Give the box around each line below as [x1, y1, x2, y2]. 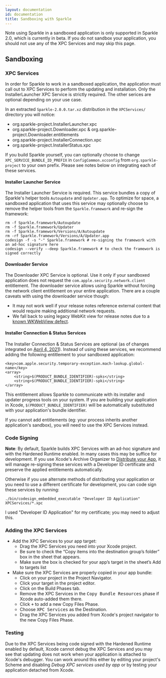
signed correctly [5, 251, 41, 256]
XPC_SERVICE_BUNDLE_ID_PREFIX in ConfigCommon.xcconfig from [5, 157, 131, 163]
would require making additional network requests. [12, 308, 116, 314]
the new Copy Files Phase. [19, 617, 74, 623]
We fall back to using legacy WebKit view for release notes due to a [12, 313, 150, 319]
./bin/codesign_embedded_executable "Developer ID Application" [5, 496, 140, 501]
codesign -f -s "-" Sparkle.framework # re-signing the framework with [5, 238, 156, 243]
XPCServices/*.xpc [5, 500, 43, 505]
